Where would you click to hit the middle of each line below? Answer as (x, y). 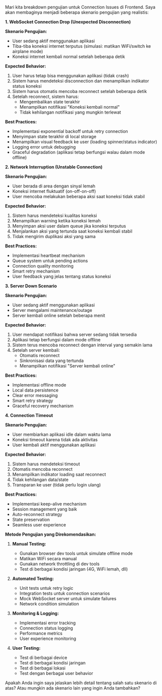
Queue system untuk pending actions (50, 261)
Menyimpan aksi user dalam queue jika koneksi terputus (69, 226)
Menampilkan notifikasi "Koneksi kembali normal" (70, 107)
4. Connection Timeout (29, 415)
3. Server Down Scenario (31, 286)
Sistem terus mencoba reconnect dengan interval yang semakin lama (82, 345)
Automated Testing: (33, 578)
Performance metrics (41, 633)
